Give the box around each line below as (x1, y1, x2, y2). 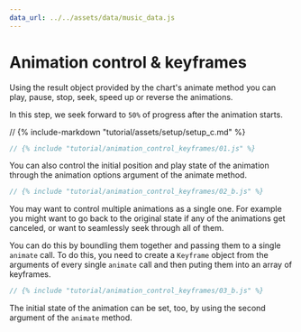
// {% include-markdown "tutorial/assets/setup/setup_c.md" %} (9, 126, 246, 137)
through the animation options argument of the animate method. (9, 170, 248, 180)
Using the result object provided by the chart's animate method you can (9, 82, 277, 93)
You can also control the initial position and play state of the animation (9, 160, 269, 171)
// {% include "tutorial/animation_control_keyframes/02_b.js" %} (9, 187, 264, 197)
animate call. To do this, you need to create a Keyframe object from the (9, 250, 269, 261)
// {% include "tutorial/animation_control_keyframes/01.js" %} (9, 143, 256, 153)
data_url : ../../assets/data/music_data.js (9, 13, 176, 23)
